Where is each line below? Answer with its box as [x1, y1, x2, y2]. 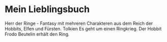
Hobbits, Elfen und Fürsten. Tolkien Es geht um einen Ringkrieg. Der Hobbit [5, 25, 162, 31]
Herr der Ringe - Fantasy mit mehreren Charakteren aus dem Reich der [5, 20, 153, 26]
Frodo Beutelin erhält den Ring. [5, 31, 70, 37]
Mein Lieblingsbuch [5, 4, 90, 15]
